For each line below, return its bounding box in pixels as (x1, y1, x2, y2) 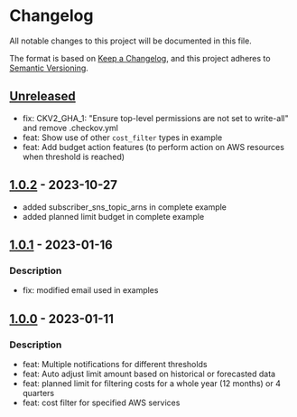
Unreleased (9, 89, 77, 104)
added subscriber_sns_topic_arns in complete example (22, 201, 227, 213)
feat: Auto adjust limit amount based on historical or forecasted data (22, 368, 276, 379)
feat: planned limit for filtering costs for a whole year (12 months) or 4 (22, 377, 282, 389)
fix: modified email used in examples (22, 285, 159, 296)
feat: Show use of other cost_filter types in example (22, 132, 223, 143)
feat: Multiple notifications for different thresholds (22, 358, 208, 369)
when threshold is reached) (22, 151, 125, 162)
